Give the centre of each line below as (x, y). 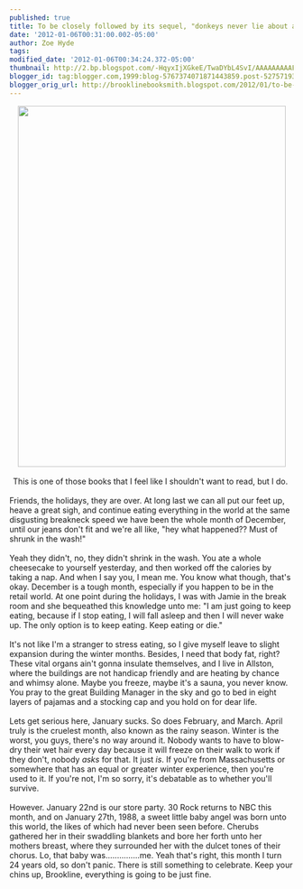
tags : (19, 51)
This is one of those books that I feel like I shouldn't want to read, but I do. (151, 481)
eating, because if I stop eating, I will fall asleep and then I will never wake (147, 616)
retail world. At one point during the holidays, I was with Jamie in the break (148, 596)
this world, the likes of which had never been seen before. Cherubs (134, 826)
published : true (40, 18)
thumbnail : (30, 69)
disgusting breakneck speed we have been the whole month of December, (148, 519)
